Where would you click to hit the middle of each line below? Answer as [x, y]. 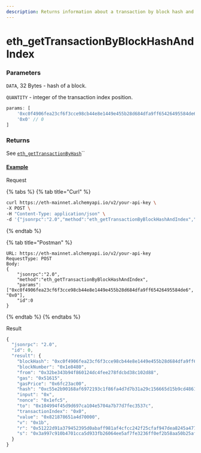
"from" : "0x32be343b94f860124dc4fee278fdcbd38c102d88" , [88, 372]
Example [17, 167]
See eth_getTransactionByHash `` [46, 153]
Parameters [23, 72]
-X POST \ [19, 208]
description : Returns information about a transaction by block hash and [100, 12]
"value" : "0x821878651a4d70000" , [59, 417]
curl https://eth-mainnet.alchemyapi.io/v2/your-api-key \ [81, 203]
